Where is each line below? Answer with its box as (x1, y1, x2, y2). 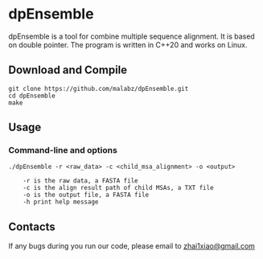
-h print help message (23, 198, 99, 206)
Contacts (8, 220, 56, 233)
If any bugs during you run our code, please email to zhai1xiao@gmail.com (8, 241, 256, 251)
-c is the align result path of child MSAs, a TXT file (23, 184, 215, 192)
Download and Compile (8, 64, 128, 77)
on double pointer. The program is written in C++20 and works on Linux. (8, 39, 248, 49)
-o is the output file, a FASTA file (23, 191, 150, 199)
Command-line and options (8, 145, 118, 156)
